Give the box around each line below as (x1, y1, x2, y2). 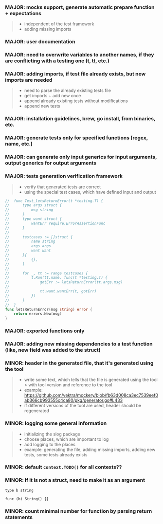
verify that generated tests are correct (24, 184, 101, 190)
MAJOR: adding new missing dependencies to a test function (5, 340, 153, 347)
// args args (5, 244, 51, 249)
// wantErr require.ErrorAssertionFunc (5, 221, 106, 226)
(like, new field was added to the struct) (5, 346, 101, 353)
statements (5, 514, 33, 521)
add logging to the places (24, 441, 75, 447)
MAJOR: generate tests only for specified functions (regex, (5, 134, 148, 141)
